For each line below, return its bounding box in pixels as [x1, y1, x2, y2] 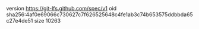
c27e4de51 [6, 17, 33, 24]
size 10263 [34, 17, 61, 24]
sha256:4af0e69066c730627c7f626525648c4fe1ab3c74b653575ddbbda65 [6, 11, 193, 18]
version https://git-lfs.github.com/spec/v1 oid [6, 5, 117, 12]
